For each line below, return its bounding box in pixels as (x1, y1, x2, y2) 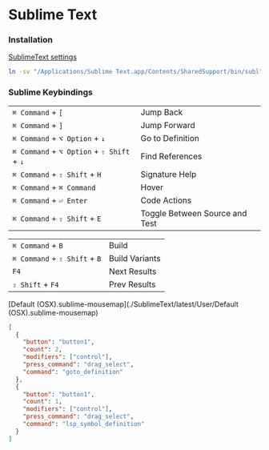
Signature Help (140, 168, 197, 179)
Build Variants (109, 252, 162, 263)
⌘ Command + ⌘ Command (12, 182, 96, 193)
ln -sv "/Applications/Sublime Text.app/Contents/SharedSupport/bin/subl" (8, 68, 263, 76)
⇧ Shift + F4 (12, 279, 59, 290)
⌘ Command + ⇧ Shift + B (12, 252, 102, 263)
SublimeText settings (8, 52, 78, 62)
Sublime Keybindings (8, 86, 94, 98)
